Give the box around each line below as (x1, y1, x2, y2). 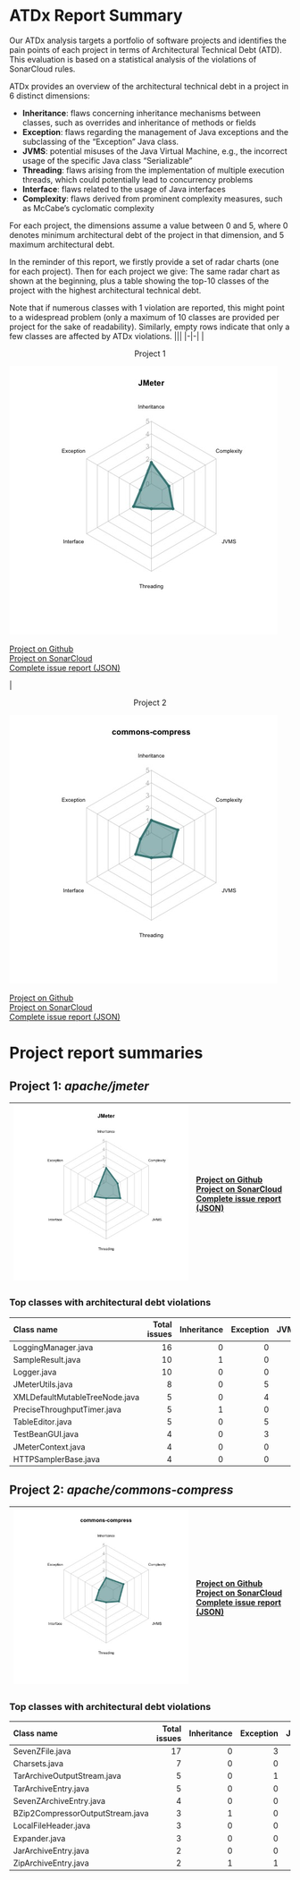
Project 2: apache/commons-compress (9, 1482, 234, 1497)
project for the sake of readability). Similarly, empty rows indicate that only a (9, 321, 290, 332)
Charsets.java (12, 1758, 64, 1769)
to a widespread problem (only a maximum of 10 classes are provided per (9, 311, 279, 322)
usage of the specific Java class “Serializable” (21, 155, 194, 166)
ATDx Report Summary (9, 5, 183, 26)
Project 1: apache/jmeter (9, 1078, 150, 1093)
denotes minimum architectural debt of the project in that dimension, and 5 (9, 229, 285, 240)
